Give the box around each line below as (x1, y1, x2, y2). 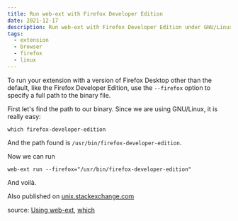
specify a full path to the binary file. (7, 91, 111, 99)
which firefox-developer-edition (7, 125, 106, 133)
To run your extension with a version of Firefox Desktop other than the (7, 76, 212, 84)
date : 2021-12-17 (7, 17, 59, 24)
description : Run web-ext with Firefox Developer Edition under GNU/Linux (7, 23, 233, 30)
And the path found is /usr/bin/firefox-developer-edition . (7, 138, 182, 147)
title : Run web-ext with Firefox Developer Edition (7, 10, 163, 18)
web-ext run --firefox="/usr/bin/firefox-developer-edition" (7, 166, 192, 173)
